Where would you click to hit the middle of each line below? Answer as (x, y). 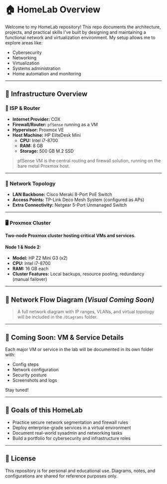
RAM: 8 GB (31, 146)
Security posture (30, 375)
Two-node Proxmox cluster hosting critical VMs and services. (70, 236)
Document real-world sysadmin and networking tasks (67, 433)
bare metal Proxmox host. (44, 166)
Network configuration (35, 370)
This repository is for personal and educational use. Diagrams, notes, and (80, 471)
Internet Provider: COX (36, 119)
